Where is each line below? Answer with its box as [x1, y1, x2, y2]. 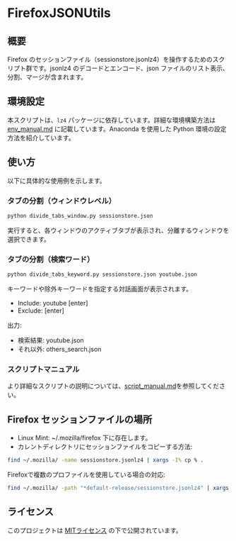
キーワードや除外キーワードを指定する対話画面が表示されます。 [7, 284, 193, 293]
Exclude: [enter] [17, 306, 65, 315]
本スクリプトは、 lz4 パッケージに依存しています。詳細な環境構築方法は [7, 116, 216, 124]
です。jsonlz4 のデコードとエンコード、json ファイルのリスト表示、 [31, 64, 229, 72]
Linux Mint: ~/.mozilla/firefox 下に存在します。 [17, 434, 152, 442]
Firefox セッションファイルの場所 [7, 413, 153, 425]
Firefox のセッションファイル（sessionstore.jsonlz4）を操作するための [7, 55, 213, 63]
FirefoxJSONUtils [7, 5, 112, 21]
